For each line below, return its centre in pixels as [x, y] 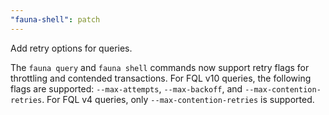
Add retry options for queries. [71, 48]
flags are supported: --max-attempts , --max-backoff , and [126, 88]
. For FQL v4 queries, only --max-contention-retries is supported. [178, 99]
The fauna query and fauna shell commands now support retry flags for [160, 67]
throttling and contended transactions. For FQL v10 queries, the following [161, 78]
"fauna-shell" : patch [55, 19]
